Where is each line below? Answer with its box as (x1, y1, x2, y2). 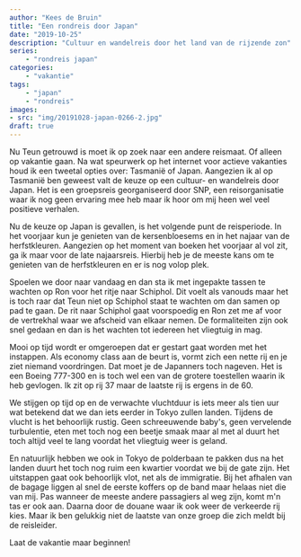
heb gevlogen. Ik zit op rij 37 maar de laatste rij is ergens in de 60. (9, 380, 253, 391)
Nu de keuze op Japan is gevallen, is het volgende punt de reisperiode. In (9, 221, 282, 232)
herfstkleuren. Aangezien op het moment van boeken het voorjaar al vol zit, (9, 240, 288, 251)
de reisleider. (9, 520, 58, 530)
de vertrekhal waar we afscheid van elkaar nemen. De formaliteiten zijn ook (9, 315, 288, 325)
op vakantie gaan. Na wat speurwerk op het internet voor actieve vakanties (9, 156, 288, 166)
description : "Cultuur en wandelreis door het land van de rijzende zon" (9, 38, 292, 48)
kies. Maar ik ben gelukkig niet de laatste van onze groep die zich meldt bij (9, 510, 286, 521)
